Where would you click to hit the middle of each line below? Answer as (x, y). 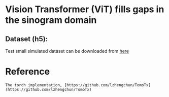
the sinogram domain (51, 20)
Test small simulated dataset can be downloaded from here (67, 51)
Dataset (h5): (27, 39)
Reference (27, 72)
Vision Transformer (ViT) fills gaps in (85, 9)
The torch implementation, (34, 85)
